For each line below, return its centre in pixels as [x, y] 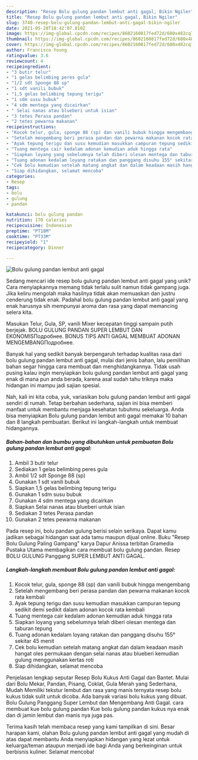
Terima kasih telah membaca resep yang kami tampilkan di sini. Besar [90, 727]
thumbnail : [19, 39]
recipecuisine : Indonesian [39, 226]
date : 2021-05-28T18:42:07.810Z [46, 28]
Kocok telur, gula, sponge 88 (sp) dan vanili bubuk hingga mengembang [102, 584]
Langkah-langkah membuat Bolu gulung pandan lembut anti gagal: [91, 569]
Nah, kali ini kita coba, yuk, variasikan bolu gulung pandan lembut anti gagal [98, 397]
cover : [14, 45]
